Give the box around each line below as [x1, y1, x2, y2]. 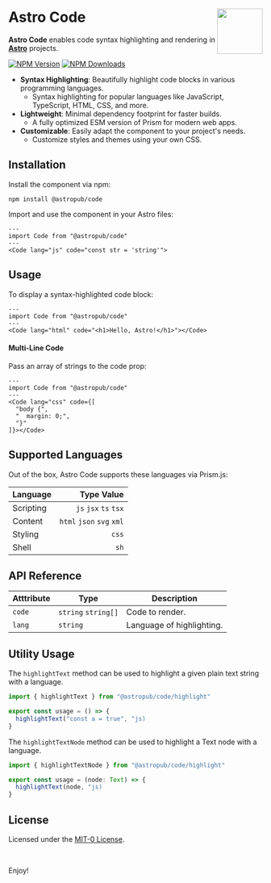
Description [152, 593, 198, 605]
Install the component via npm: [8, 179, 111, 189]
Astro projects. [8, 43, 59, 52]
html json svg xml [59, 517, 124, 526]
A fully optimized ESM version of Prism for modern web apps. [31, 117, 238, 127]
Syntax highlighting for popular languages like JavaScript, [31, 91, 224, 101]
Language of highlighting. [126, 620, 223, 631]
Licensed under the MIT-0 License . [8, 835, 125, 844]
